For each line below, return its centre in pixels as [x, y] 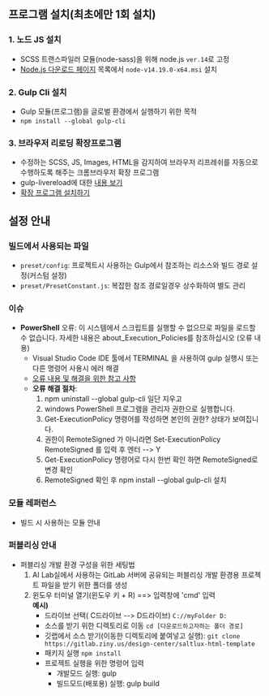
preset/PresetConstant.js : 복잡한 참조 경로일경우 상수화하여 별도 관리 [132, 285]
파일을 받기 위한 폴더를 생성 [84, 585]
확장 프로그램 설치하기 [55, 192]
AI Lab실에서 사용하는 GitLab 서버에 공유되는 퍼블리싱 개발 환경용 [136, 574]
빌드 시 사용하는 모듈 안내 [60, 522]
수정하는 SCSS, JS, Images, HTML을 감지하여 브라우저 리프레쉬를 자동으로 [139, 162]
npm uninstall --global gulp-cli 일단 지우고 [113, 399]
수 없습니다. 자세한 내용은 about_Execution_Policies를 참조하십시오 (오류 [136, 338]
